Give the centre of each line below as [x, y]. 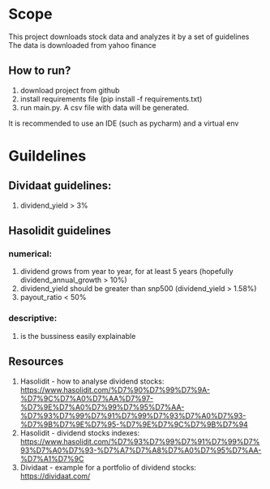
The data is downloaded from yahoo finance [82, 45]
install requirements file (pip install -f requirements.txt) [111, 99]
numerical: [30, 254]
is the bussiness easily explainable [78, 336]
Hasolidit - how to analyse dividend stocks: [92, 381]
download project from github [70, 90]
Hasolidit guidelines [60, 231]
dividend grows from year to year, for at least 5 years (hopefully [126, 272]
